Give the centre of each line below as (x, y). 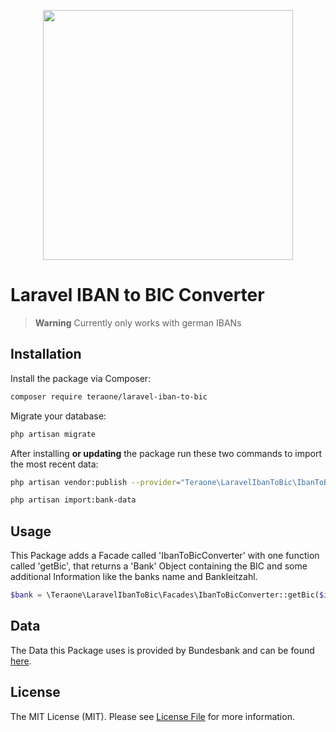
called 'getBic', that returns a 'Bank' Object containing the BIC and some (159, 566)
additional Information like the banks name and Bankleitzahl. (134, 577)
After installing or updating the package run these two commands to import (166, 453)
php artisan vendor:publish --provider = (96, 482)
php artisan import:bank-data (73, 500)
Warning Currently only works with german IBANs (138, 322)
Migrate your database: (58, 416)
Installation (46, 354)
